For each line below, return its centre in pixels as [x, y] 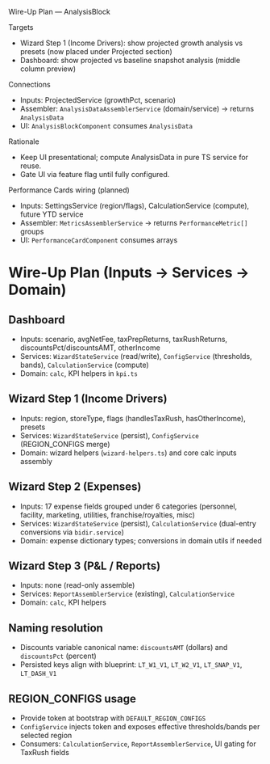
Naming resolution [56, 628]
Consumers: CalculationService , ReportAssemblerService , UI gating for [138, 744]
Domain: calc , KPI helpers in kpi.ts [79, 374]
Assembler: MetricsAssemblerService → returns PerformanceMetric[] [134, 223]
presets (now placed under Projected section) [96, 51]
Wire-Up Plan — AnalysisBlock [60, 12]
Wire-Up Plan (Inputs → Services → [129, 273]
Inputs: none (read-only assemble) [77, 585]
